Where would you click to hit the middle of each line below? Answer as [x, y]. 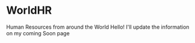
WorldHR [29, 10]
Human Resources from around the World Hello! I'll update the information [98, 27]
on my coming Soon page [38, 33]
